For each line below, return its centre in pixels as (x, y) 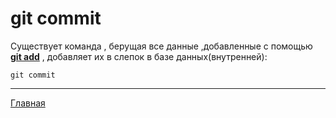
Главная (28, 103)
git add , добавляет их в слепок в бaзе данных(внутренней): (139, 56)
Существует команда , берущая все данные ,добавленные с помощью (161, 46)
